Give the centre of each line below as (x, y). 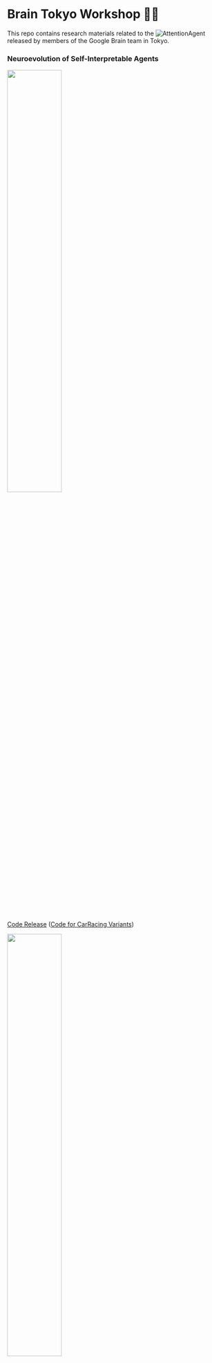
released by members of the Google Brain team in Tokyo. (88, 40)
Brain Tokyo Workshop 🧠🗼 (83, 14)
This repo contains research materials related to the (80, 33)
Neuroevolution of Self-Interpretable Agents (83, 58)
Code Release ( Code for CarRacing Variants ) (71, 924)
